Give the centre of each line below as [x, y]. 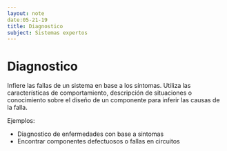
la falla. [17, 108]
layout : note [26, 13]
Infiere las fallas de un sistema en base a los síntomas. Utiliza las [99, 86]
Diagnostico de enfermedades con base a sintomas [90, 134]
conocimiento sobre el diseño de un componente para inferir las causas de [113, 100]
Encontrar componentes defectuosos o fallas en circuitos [99, 141]
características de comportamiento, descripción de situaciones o [99, 93]
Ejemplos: [21, 121]
